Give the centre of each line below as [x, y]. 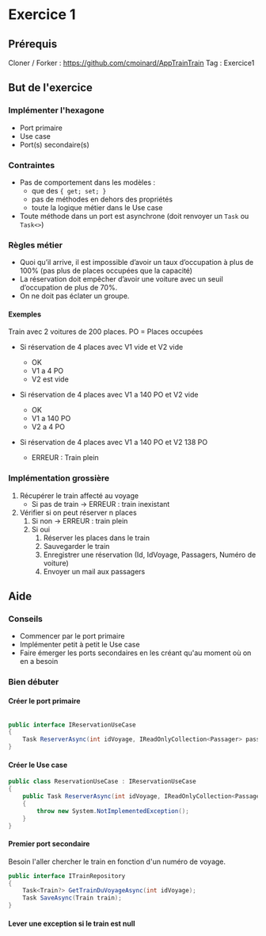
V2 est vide [50, 379]
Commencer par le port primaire [72, 636]
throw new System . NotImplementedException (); [113, 811]
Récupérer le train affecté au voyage [79, 495]
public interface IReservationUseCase [72, 725]
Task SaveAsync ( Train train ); [72, 898]
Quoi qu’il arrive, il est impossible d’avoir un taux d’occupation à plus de [137, 263]
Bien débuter [34, 682]
